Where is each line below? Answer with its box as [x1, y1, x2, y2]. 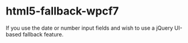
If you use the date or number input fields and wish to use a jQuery [5, 24, 173, 31]
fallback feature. [23, 30, 64, 38]
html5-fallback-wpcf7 [5, 4, 119, 18]
